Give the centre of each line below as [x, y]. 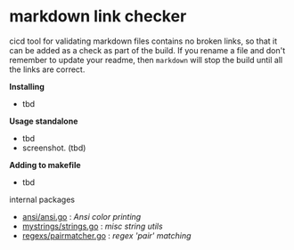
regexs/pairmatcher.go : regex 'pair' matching [106, 235]
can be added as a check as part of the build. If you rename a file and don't [147, 50]
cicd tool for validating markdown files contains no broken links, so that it [143, 41]
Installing [27, 86]
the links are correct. [47, 69]
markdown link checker [98, 16]
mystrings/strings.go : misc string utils [92, 226]
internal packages [42, 199]
